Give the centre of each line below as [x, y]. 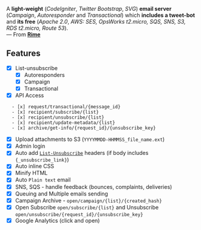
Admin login [30, 146]
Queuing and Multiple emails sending [61, 194]
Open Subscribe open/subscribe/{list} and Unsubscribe [87, 207]
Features [23, 54]
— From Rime [23, 34]
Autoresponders [44, 74]
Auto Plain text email [43, 180]
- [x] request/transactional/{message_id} [66, 107]
